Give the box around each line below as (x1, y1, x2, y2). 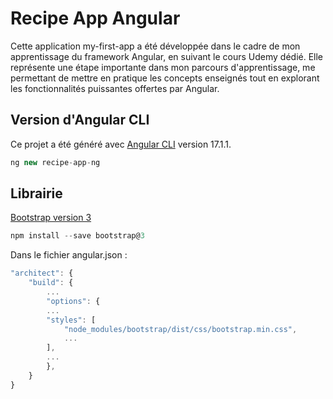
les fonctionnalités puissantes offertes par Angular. (10, 82, 220, 94)
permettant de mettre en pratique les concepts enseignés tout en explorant (10, 72, 320, 84)
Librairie (10, 185, 63, 202)
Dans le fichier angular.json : (10, 249, 128, 261)
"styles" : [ (46, 315, 97, 325)
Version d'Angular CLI (10, 112, 150, 129)
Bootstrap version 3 (10, 212, 92, 224)
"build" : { (28, 278, 74, 288)
